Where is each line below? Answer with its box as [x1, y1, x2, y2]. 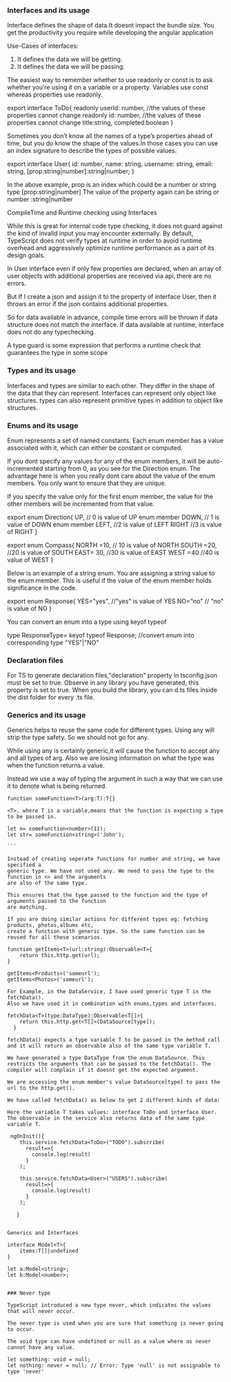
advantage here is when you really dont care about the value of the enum [7, 471, 216, 480]
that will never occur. [7, 1308, 76, 1315]
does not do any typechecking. [7, 328, 96, 336]
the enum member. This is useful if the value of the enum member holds [7, 576, 212, 585]
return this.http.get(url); [19, 952, 100, 959]
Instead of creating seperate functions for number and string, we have [7, 855, 221, 863]
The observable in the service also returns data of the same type [7, 1115, 205, 1122]
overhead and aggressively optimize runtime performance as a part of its [7, 244, 215, 252]
